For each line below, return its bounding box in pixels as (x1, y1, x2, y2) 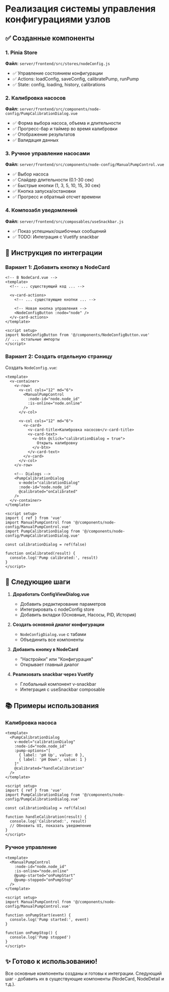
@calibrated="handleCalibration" (14, 766, 85, 771)
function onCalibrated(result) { (5, 551, 76, 556)
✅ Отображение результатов (12, 132, 75, 138)
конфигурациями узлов (5, 14, 111, 25)
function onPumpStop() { (5, 930, 58, 936)
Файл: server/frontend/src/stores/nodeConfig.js (5, 60, 110, 66)
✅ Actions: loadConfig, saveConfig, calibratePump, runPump (12, 76, 139, 82)
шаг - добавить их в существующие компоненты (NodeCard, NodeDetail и (5, 976, 164, 982)
